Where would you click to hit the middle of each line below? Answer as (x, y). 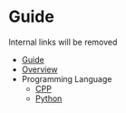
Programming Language (67, 78)
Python (48, 98)
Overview (39, 69)
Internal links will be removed (63, 42)
